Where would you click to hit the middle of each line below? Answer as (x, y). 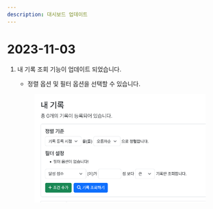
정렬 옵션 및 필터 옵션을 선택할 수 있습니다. (84, 84)
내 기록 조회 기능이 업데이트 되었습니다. (69, 69)
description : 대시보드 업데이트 (47, 14)
